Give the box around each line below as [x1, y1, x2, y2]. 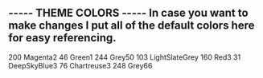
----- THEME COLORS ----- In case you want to [8, 6, 249, 20]
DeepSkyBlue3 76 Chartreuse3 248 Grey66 [8, 60, 153, 70]
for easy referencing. [8, 31, 117, 45]
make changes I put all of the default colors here [8, 19, 255, 33]
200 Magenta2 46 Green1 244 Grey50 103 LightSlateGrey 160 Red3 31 [8, 52, 241, 62]
